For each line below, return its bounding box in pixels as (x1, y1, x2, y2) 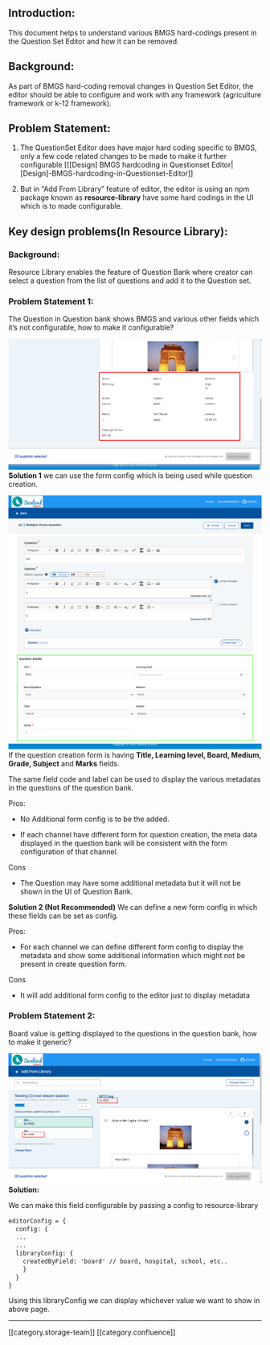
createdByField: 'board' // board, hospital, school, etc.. (22, 1257, 228, 1266)
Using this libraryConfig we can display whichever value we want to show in (8, 1296, 260, 1306)
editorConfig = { (8, 1217, 67, 1226)
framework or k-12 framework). (8, 98, 112, 108)
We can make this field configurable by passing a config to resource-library (8, 1201, 259, 1210)
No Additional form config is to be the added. (19, 814, 170, 824)
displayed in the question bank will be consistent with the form (19, 838, 227, 848)
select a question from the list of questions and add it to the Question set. (8, 276, 252, 285)
